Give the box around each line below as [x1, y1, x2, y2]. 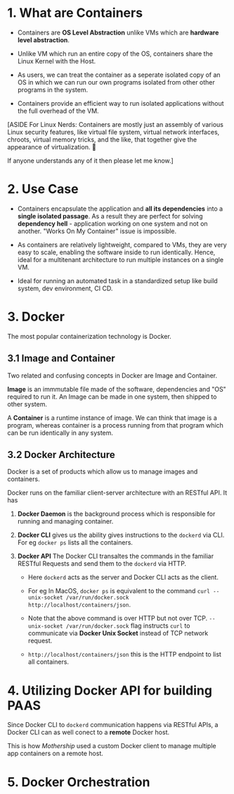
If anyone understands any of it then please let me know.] [7, 156, 174, 165]
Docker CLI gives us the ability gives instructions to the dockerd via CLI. [17, 531, 225, 540]
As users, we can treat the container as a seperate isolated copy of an [17, 70, 221, 79]
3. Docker [7, 309, 65, 325]
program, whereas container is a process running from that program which [7, 421, 223, 429]
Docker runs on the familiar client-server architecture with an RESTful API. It [7, 488, 228, 497]
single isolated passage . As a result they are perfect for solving [17, 211, 203, 220]
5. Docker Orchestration [7, 774, 150, 790]
